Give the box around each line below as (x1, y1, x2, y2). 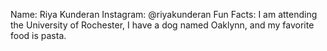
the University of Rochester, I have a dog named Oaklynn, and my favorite (10, 19, 315, 31)
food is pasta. (10, 30, 67, 41)
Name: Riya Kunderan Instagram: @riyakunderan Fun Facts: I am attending (10, 9, 318, 20)
